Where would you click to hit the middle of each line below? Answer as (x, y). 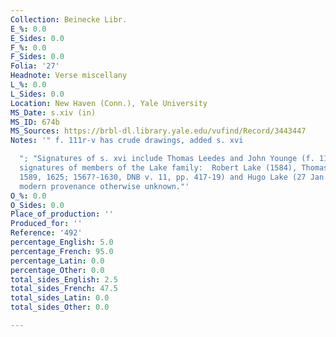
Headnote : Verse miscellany (69, 76)
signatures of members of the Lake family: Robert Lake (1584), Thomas (174, 168)
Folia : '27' (35, 66)
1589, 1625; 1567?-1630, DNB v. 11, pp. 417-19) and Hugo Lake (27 (163, 177)
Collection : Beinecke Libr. (69, 19)
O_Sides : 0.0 (37, 205)
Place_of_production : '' (62, 214)
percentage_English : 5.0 (62, 242)
